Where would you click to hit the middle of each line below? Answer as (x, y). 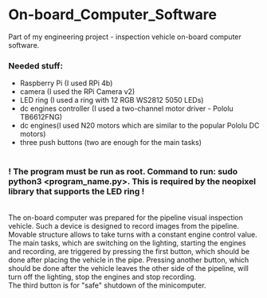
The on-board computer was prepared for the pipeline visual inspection (126, 218)
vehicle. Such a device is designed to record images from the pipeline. (124, 225)
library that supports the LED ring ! (77, 191)
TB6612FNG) (41, 117)
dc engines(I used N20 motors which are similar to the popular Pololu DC (139, 126)
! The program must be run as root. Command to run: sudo (123, 171)
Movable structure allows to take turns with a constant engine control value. (133, 234)
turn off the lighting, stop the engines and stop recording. (102, 276)
